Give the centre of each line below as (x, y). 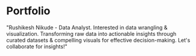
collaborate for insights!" (37, 46)
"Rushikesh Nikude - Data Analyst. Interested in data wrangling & (87, 27)
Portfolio (28, 11)
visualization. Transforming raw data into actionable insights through (91, 33)
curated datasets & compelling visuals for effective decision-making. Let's (98, 40)
